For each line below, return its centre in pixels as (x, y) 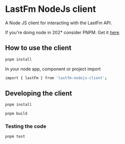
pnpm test (15, 137)
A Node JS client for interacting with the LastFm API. (59, 23)
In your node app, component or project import (53, 69)
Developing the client (39, 93)
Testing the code (26, 126)
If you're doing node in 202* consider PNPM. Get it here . (63, 32)
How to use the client (38, 48)
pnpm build (16, 114)
